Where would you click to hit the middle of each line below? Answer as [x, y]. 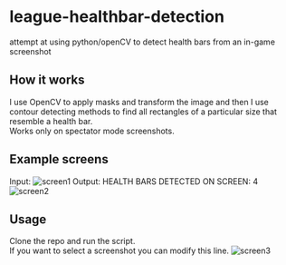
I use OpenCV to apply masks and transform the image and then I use [139, 102]
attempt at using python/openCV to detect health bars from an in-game [143, 42]
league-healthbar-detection [117, 17]
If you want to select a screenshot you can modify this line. [119, 250]
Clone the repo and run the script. [72, 241]
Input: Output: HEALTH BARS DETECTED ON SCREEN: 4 [134, 181]
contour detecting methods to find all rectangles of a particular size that [143, 112]
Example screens [59, 159]
